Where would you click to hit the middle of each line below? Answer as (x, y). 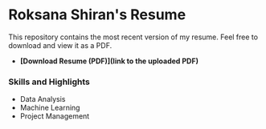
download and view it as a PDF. (60, 45)
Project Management (55, 116)
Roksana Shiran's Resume (97, 15)
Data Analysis (43, 99)
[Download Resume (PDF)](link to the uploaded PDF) (109, 61)
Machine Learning (50, 108)
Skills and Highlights (49, 82)
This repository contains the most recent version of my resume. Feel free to (133, 37)
